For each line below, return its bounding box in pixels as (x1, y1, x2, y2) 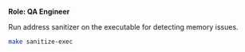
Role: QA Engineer (8, 7, 70, 16)
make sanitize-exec (8, 38, 73, 46)
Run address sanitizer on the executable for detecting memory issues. (8, 22, 239, 31)
